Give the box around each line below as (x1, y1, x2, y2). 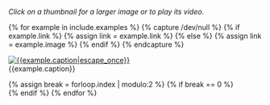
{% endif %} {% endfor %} (8, 88, 98, 98)
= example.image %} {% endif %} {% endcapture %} (8, 40, 185, 49)
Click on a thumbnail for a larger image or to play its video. (8, 7, 205, 16)
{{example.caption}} (8, 64, 76, 73)
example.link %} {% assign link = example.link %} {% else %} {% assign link (8, 31, 262, 40)
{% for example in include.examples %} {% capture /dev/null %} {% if (8, 23, 240, 31)
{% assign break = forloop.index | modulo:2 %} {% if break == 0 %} (8, 80, 234, 89)
